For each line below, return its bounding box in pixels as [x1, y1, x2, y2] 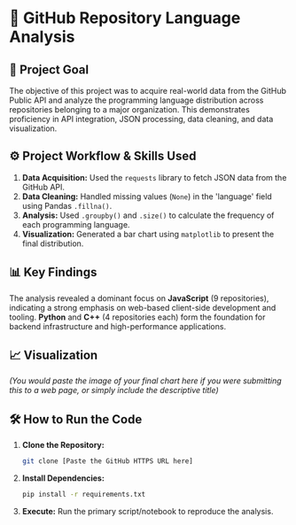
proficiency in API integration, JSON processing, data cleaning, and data [9, 114, 274, 124]
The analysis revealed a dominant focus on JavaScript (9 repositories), [9, 292, 269, 304]
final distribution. [21, 238, 84, 249]
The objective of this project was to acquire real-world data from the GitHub [9, 86, 286, 96]
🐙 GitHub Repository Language [9, 8, 241, 28]
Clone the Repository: [21, 440, 105, 451]
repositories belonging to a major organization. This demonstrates [9, 104, 250, 114]
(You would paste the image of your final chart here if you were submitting [9, 375, 282, 386]
